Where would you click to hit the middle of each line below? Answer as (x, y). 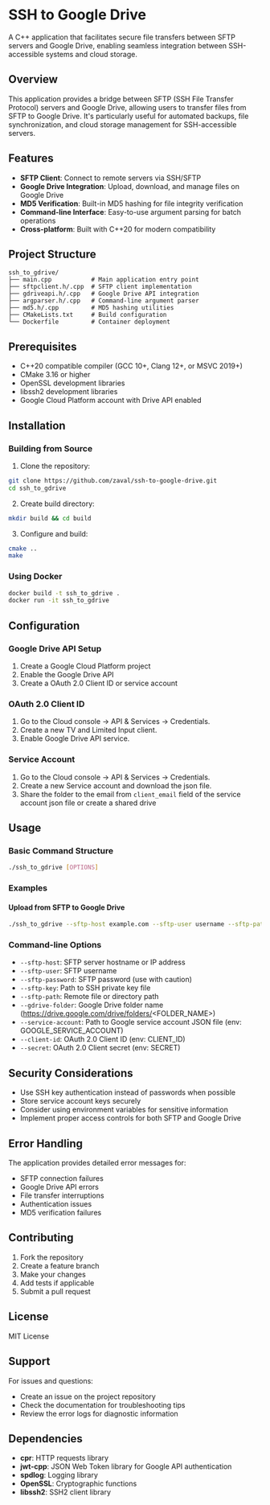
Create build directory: (57, 504)
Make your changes (53, 1274)
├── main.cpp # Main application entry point (104, 280)
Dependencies (45, 1439)
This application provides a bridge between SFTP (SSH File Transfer (121, 99)
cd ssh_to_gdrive (37, 488)
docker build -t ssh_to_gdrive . (64, 593)
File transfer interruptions (62, 1195)
